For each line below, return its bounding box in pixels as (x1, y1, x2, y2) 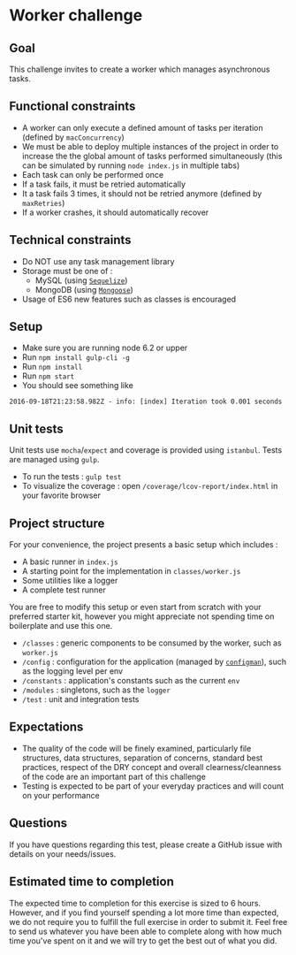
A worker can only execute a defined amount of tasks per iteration (21, 122, 263, 133)
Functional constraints (9, 99, 136, 114)
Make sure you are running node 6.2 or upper (21, 342, 188, 354)
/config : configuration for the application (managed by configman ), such (21, 656, 287, 668)
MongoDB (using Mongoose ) (34, 284, 134, 294)
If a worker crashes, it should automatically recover (21, 207, 209, 218)
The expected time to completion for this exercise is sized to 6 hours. (9, 898, 262, 908)
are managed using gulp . (9, 455, 100, 465)
